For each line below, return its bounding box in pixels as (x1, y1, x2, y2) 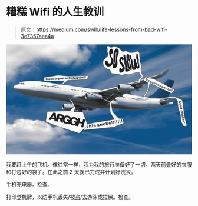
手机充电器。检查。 (6, 181, 53, 188)
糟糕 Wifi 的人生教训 (6, 5, 104, 19)
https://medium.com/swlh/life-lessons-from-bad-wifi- (36, 26, 168, 33)
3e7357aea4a (20, 32, 54, 39)
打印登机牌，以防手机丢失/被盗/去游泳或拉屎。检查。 (6, 194, 134, 201)
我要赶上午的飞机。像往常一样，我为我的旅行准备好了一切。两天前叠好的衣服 (6, 161, 192, 168)
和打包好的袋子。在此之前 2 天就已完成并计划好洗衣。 (6, 168, 137, 175)
